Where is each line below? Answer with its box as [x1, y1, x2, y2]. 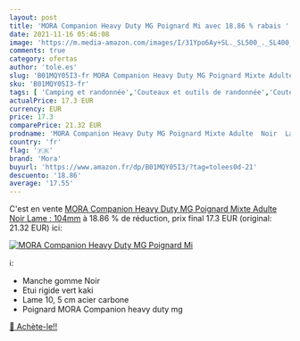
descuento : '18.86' [9, 170, 82, 179]
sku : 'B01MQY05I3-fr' [9, 79, 90, 88]
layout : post [9, 12, 58, 22]
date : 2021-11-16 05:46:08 [9, 29, 110, 38]
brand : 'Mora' [9, 154, 62, 163]
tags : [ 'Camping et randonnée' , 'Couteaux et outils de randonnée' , [9, 87, 270, 96]
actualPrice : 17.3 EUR [9, 96, 94, 105]
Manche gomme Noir [21, 276, 101, 287]
